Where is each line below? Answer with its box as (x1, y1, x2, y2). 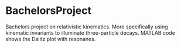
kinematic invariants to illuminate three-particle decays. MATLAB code (5, 29, 175, 36)
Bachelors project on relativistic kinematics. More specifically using (5, 23, 168, 30)
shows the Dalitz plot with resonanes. (5, 35, 96, 42)
